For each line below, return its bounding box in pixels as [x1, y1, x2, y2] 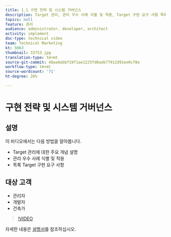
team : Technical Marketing [5, 41, 63, 46]
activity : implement [5, 31, 49, 36]
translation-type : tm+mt [5, 55, 58, 60]
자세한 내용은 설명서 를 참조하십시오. [5, 226, 76, 232]
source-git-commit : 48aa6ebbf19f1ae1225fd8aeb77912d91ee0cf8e [5, 60, 140, 65]
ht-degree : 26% [5, 74, 38, 79]
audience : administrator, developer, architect [5, 27, 108, 32]
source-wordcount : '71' [5, 69, 56, 74]
